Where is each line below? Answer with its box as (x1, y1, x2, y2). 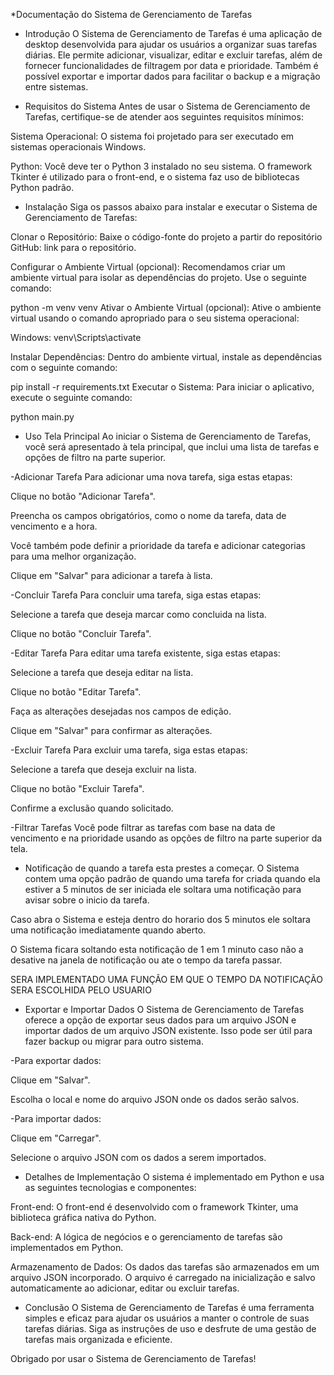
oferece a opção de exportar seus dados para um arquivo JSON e (24, 1014, 297, 1026)
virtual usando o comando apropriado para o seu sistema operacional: (10, 312, 300, 324)
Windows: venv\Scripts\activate (10, 332, 142, 343)
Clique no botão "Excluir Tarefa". (10, 783, 145, 794)
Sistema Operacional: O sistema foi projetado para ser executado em (10, 130, 295, 142)
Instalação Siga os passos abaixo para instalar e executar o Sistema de (24, 201, 318, 213)
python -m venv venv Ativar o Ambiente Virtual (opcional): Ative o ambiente (10, 302, 322, 313)
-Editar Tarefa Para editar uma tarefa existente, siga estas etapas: (10, 647, 281, 659)
